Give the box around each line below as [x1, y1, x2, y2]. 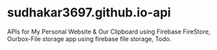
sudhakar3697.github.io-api [7, 5, 172, 21]
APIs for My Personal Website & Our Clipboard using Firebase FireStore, [7, 27, 211, 36]
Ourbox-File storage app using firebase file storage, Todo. [7, 34, 172, 42]
